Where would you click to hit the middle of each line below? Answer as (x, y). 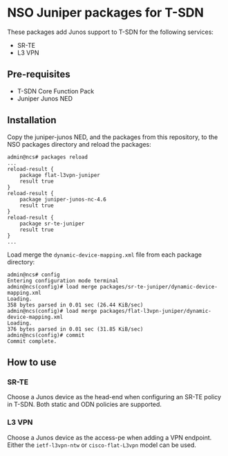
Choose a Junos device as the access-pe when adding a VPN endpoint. (110, 437)
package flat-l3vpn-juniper (60, 175)
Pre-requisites (39, 74)
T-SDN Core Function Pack (56, 91)
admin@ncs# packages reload (48, 157)
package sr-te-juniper (52, 224)
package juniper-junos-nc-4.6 (63, 199)
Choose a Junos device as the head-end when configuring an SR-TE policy (114, 397)
